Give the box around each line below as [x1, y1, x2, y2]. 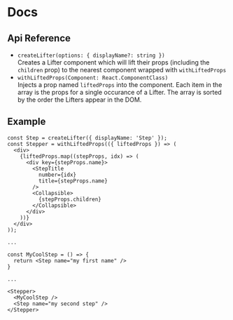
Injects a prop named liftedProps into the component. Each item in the [17, 81, 223, 88]
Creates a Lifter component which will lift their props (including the [17, 58, 210, 67]
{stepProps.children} [38, 196, 101, 203]
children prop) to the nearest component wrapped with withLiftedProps [17, 66, 227, 74]
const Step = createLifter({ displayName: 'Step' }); [7, 134, 168, 141]
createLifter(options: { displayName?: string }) [17, 52, 166, 59]
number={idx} [38, 171, 77, 178]
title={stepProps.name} [38, 177, 108, 185]
